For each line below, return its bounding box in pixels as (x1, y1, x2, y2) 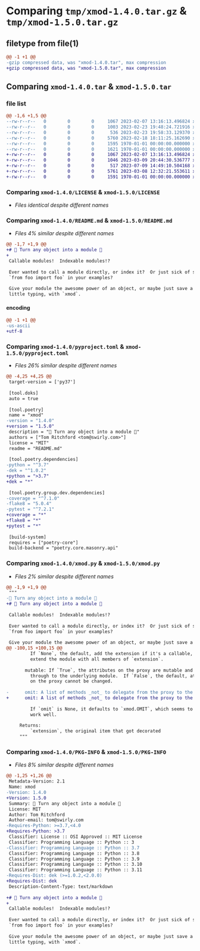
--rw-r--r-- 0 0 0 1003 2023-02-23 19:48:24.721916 (6, 124, 190, 130)
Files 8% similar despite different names (14, 761, 114, 769)
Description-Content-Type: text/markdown (8, 883, 113, 890)
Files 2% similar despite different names (14, 573, 114, 580)
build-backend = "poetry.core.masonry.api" (8, 545, 118, 551)
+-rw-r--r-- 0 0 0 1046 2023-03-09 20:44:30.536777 (6, 157, 190, 163)
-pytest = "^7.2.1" (6, 506, 55, 513)
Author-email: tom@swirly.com (8, 817, 84, 823)
